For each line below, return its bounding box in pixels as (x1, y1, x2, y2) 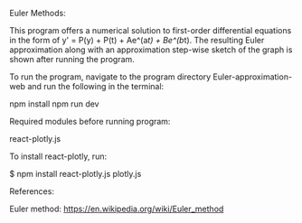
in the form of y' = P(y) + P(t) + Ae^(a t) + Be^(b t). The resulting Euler (9, 35, 265, 45)
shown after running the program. (9, 54, 136, 64)
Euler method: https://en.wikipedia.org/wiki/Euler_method (9, 203, 224, 214)
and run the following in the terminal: (26, 81, 165, 91)
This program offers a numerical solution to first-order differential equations (9, 25, 292, 35)
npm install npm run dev (9, 98, 99, 109)
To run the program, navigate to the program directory (9, 71, 212, 82)
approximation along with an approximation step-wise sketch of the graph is (9, 44, 293, 55)
